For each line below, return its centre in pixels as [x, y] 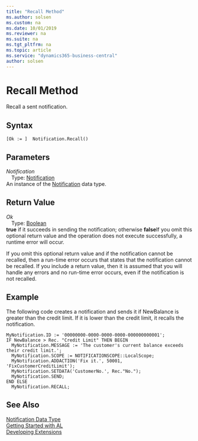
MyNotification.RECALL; [40, 387]
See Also [23, 405]
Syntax [20, 125]
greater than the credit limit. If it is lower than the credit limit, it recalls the [95, 318]
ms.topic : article [29, 50]
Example [22, 297]
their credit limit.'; [34, 350]
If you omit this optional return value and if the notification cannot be [90, 253]
